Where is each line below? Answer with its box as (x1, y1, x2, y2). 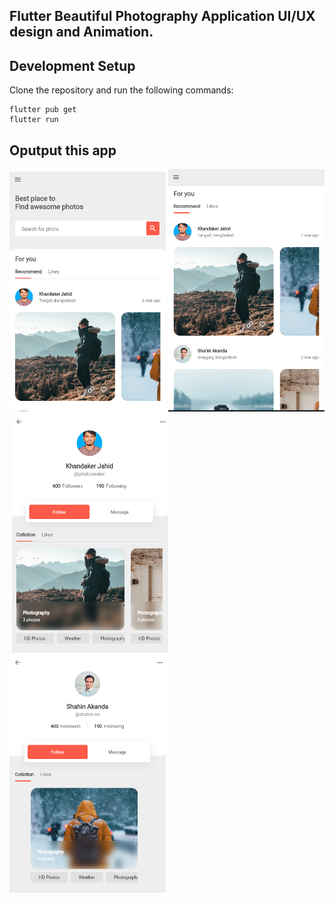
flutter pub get (9, 105, 77, 115)
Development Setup (9, 57, 136, 74)
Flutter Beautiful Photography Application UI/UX (9, 8, 316, 25)
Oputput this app (9, 142, 117, 159)
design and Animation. (9, 24, 154, 41)
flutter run (9, 115, 59, 125)
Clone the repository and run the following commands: (9, 84, 234, 96)
